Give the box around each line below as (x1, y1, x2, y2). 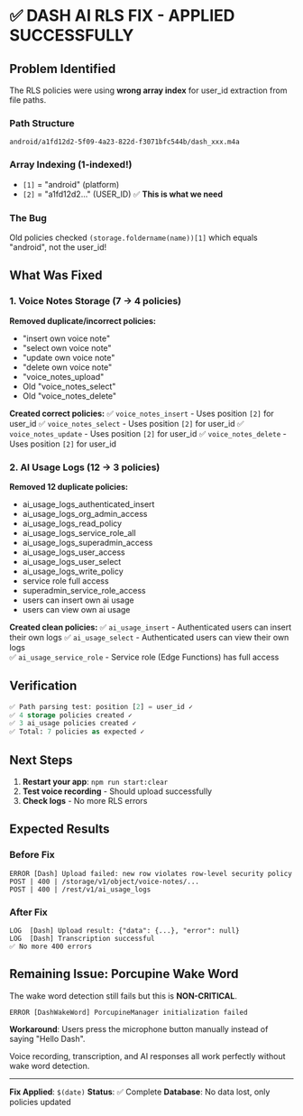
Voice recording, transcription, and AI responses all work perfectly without (9, 1050, 286, 1061)
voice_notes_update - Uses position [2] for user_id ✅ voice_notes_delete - (9, 428, 287, 438)
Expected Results (9, 822, 110, 837)
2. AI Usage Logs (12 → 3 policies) (9, 461, 161, 474)
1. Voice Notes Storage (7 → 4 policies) (9, 295, 182, 308)
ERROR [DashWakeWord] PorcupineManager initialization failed (9, 1008, 248, 1017)
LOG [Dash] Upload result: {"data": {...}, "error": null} (9, 926, 241, 935)
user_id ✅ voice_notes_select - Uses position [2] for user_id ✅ (9, 418, 244, 429)
